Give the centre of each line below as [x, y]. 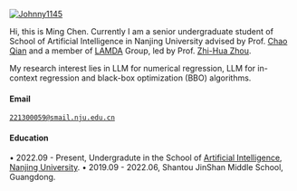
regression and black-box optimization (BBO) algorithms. [145, 78]
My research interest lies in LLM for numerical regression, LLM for [133, 68]
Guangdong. [33, 177]
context [24, 78]
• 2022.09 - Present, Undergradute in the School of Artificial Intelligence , [146, 158]
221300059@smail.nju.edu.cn [62, 118]
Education [29, 138]
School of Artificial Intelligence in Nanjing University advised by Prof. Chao [148, 41]
